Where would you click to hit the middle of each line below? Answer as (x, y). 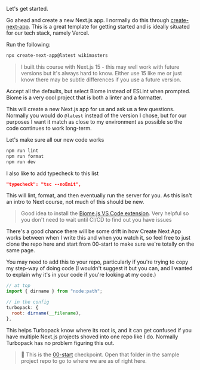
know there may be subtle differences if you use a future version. (101, 79)
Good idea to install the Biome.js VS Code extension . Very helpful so (105, 213)
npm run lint (22, 151)
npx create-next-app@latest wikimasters (57, 56)
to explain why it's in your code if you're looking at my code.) (81, 275)
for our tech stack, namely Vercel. (48, 33)
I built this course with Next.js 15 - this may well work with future (100, 67)
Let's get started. (27, 9)
